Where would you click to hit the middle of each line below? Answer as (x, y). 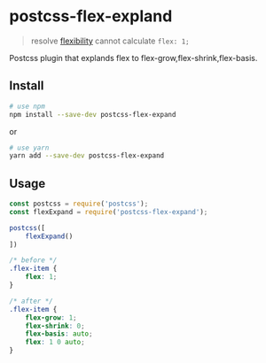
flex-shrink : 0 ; (55, 326)
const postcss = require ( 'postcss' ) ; (79, 204)
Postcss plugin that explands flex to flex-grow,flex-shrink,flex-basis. (133, 58)
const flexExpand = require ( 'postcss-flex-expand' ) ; (109, 212)
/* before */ (33, 260)
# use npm (27, 106)
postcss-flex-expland (91, 16)
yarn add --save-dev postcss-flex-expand (87, 156)
